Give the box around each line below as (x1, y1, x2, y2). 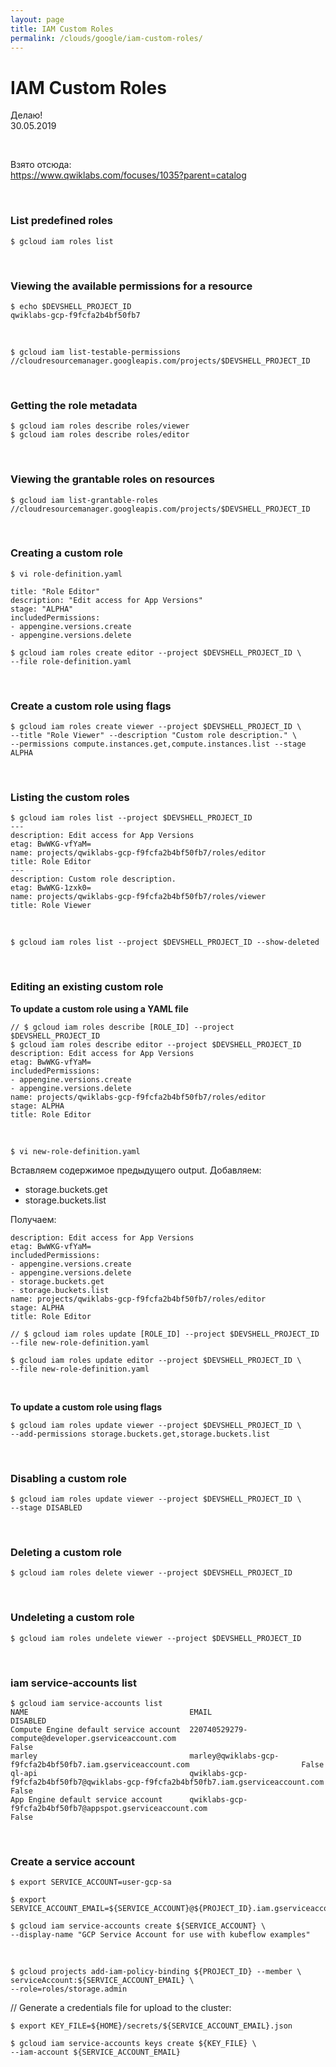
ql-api (10, 1768, 38, 1778)
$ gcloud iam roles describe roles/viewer (10, 421, 190, 431)
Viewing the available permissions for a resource (10, 279, 253, 293)
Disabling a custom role (10, 1471, 127, 1485)
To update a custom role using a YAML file (10, 1002, 189, 1015)
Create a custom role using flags (10, 699, 172, 713)
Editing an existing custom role (10, 980, 164, 994)
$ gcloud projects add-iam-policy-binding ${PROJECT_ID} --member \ (10, 1967, 302, 1977)
